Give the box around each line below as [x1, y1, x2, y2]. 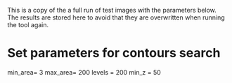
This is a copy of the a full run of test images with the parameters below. [7, 6, 217, 14]
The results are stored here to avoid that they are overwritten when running [7, 13, 225, 22]
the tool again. [7, 21, 49, 29]
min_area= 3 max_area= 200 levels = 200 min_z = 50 [7, 68, 162, 76]
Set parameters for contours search [7, 45, 221, 61]
